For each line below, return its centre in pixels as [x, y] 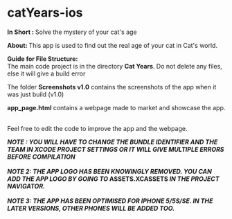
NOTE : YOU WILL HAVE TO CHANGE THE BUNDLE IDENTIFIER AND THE [113, 142]
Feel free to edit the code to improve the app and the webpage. [97, 128]
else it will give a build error [46, 73]
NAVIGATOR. [26, 186]
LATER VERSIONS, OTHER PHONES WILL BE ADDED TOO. [91, 208]
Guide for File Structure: [43, 59]
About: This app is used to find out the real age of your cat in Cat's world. [113, 45]
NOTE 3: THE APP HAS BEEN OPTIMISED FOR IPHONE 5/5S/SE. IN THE [110, 201]
